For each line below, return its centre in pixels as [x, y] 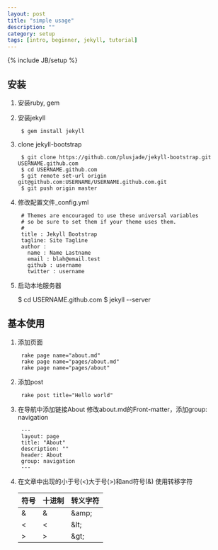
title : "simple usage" [41, 21]
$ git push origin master [59, 188]
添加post [30, 382]
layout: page [40, 436]
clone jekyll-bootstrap [50, 144]
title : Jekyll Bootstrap [59, 234]
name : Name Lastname [59, 253]
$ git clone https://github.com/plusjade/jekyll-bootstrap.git [116, 157]
